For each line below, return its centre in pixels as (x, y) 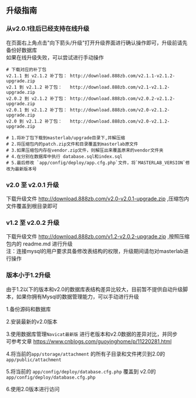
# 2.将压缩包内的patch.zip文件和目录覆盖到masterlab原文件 (72, 144)
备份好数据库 (21, 50)
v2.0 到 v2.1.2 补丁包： (34, 121)
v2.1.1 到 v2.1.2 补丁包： (37, 76)
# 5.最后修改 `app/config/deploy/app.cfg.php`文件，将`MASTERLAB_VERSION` (96, 163)
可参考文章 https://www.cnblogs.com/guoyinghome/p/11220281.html (89, 341)
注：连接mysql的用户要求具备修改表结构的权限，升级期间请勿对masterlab (95, 251)
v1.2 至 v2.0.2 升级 (33, 222)
